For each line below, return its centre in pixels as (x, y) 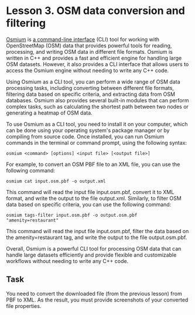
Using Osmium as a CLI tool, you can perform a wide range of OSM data (93, 82)
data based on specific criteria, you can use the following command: (89, 204)
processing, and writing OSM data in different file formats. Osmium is (89, 51)
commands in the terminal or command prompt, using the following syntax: (97, 143)
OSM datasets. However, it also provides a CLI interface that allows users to (97, 64)
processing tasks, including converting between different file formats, (90, 88)
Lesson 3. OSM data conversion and (96, 11)
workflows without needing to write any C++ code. (67, 261)
